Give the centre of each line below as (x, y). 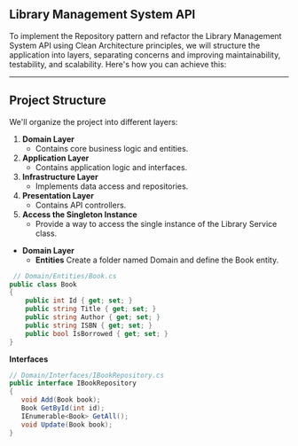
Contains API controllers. (81, 205)
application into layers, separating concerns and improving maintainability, (145, 55)
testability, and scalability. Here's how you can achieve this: (118, 64)
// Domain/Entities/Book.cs (65, 276)
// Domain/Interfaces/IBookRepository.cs (87, 375)
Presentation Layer (58, 195)
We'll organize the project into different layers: (94, 121)
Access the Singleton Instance (79, 214)
